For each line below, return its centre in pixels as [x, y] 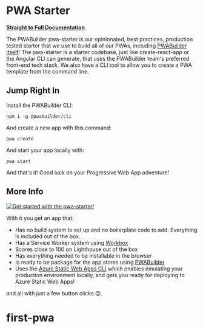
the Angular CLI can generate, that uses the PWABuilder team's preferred [98, 58]
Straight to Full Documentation [46, 27]
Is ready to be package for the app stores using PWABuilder [90, 262]
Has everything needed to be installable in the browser [83, 255]
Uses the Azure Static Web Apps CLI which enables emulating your [99, 269]
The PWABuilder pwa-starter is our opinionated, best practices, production [100, 39]
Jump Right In [33, 91]
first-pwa [30, 318]
